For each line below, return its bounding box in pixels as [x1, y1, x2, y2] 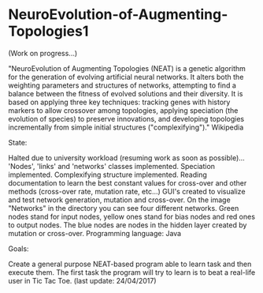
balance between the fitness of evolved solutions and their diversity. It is [8, 88, 243, 98]
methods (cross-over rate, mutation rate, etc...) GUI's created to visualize [8, 186, 246, 196]
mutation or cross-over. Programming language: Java [8, 228, 182, 238]
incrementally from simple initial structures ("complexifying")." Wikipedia [8, 122, 244, 132]
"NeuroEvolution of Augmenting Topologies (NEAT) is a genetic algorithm [8, 63, 246, 73]
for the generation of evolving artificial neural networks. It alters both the [8, 72, 244, 81]
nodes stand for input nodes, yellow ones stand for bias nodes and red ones [8, 212, 256, 221]
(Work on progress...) [8, 48, 78, 58]
